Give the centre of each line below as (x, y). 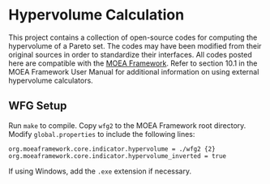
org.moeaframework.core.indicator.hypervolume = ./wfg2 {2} (112, 149)
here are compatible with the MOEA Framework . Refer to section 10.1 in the (133, 63)
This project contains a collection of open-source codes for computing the (133, 37)
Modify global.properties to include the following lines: (102, 134)
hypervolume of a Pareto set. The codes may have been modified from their (135, 45)
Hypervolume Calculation (96, 15)
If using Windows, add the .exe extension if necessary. (100, 171)
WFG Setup (38, 106)
